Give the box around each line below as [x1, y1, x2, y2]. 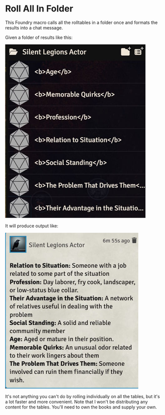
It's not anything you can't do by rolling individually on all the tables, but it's [5, 393, 161, 399]
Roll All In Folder [5, 3, 73, 14]
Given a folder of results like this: [5, 34, 73, 40]
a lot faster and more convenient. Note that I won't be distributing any [5, 399, 148, 405]
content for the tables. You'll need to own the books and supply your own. [5, 404, 157, 410]
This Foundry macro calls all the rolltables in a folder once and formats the [5, 19, 158, 25]
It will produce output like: [5, 223, 58, 229]
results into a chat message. [5, 24, 63, 30]
